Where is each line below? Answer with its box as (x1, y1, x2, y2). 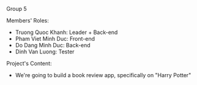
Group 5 (6, 5, 27, 12)
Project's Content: (6, 60, 52, 67)
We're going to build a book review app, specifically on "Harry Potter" (15, 72, 191, 78)
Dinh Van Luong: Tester (15, 48, 75, 55)
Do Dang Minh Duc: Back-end (15, 42, 91, 49)
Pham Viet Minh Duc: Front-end (15, 35, 95, 42)
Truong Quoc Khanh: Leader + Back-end (15, 29, 118, 36)
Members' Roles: (6, 17, 49, 24)
